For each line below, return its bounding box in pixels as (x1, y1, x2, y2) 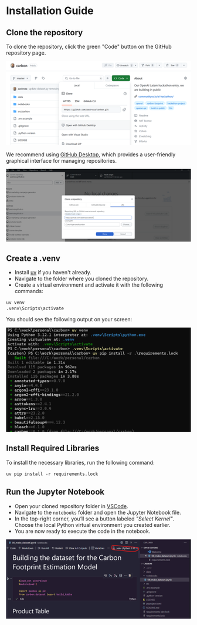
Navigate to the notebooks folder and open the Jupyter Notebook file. (14, 509, 181, 516)
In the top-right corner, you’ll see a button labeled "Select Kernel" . (14, 515, 175, 522)
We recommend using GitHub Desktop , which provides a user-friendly (6, 151, 176, 158)
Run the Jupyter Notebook (6, 487, 104, 497)
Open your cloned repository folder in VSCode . (14, 502, 128, 509)
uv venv (6, 300, 25, 306)
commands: (14, 288, 43, 295)
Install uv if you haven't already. (14, 269, 92, 276)
